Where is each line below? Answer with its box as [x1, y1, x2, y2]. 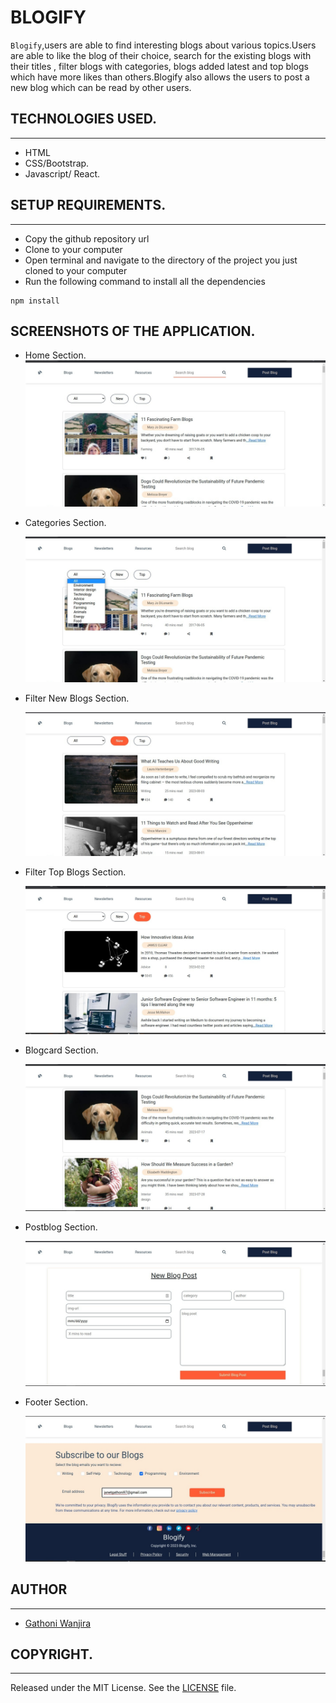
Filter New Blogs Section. [24, 692, 130, 704]
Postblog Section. [24, 1221, 98, 1233]
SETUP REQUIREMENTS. [10, 197, 167, 214]
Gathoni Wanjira [24, 1617, 92, 1629]
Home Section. [24, 349, 87, 361]
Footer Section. [24, 1396, 88, 1408]
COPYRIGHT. [10, 1646, 94, 1663]
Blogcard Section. [24, 1044, 99, 1056]
